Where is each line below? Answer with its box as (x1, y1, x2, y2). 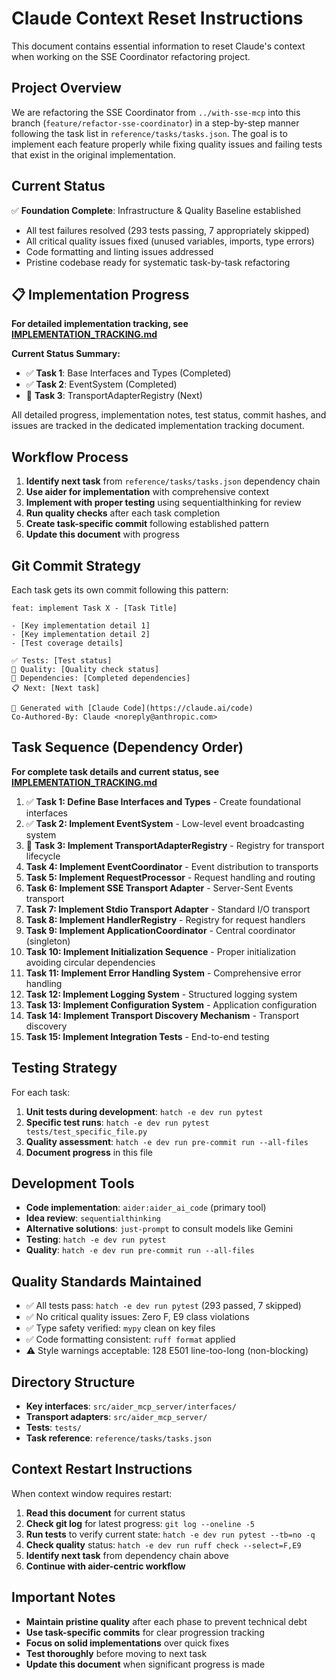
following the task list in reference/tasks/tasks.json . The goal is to (11, 127, 288, 139)
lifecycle (25, 850, 61, 862)
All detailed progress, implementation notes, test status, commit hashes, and (11, 409, 327, 421)
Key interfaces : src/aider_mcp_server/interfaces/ (25, 1400, 237, 1412)
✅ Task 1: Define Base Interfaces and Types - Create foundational (25, 795, 301, 807)
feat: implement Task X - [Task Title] (11, 603, 178, 613)
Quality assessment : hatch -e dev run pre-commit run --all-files (25, 1135, 309, 1147)
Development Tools (11, 1175, 135, 1192)
